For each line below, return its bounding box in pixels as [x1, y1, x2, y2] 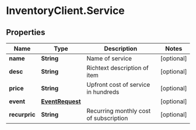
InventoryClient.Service [6, 4, 125, 17]
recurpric [9, 111, 36, 118]
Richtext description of [86, 64, 149, 72]
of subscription [86, 114, 128, 122]
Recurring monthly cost [86, 107, 151, 115]
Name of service [86, 54, 132, 62]
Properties [6, 27, 45, 37]
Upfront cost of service [86, 80, 150, 89]
